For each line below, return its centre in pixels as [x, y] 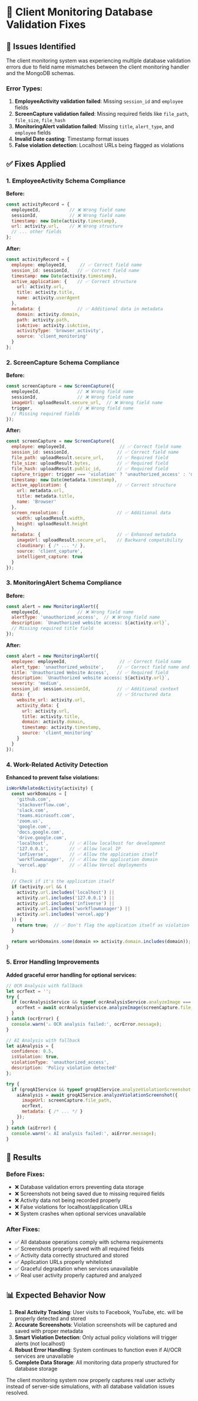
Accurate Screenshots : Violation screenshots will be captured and [96, 1325]
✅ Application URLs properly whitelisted [63, 1262]
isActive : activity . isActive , [54, 325]
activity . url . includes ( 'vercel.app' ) [63, 914]
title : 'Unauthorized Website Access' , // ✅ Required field [90, 672]
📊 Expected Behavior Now [56, 1295]
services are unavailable [44, 1356]
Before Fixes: [26, 1174]
